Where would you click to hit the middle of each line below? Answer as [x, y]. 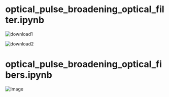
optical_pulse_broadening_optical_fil [85, 9]
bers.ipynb [29, 75]
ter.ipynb [25, 20]
